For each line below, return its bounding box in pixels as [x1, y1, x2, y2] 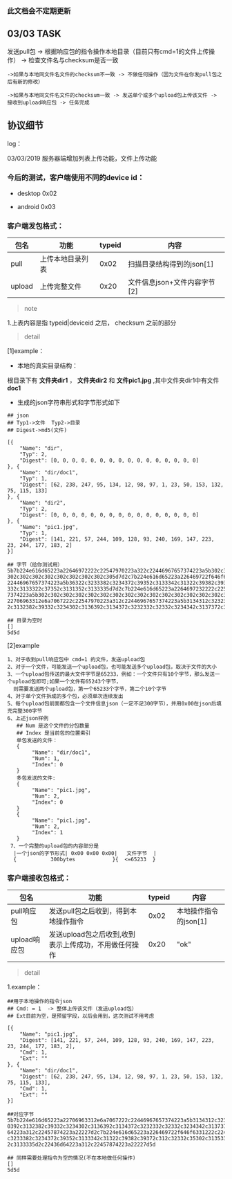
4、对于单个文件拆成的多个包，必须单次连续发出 [7, 693, 124, 700]
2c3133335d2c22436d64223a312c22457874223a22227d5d [7, 1141, 156, 1149]
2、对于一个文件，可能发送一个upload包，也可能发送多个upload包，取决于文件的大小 [7, 663, 217, 671]
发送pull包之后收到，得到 [48, 906, 130, 916]
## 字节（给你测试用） [7, 561, 64, 568]
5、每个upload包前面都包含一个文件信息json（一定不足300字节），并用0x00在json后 [7, 701, 217, 708]
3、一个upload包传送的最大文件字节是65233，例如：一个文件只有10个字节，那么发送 [7, 671, 215, 678]
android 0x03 [17, 202, 56, 210]
